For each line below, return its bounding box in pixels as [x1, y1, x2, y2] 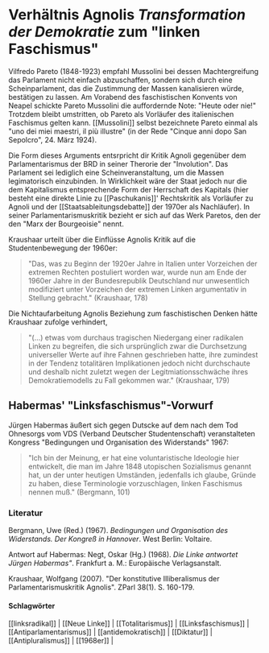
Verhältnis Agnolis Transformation [8, 6, 246, 24]
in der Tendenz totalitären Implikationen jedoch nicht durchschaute [27, 358, 251, 368]
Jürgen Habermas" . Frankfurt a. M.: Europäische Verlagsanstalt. [8, 558, 221, 568]
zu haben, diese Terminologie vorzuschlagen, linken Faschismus [27, 478, 243, 488]
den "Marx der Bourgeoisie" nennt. [8, 219, 125, 229]
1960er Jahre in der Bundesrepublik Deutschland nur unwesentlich [27, 275, 250, 285]
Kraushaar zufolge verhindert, [8, 316, 108, 327]
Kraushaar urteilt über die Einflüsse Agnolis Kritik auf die [8, 234, 196, 244]
